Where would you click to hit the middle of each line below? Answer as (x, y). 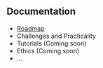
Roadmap (30, 28)
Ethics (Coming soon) (48, 50)
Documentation (41, 12)
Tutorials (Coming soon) (51, 43)
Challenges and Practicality (56, 36)
